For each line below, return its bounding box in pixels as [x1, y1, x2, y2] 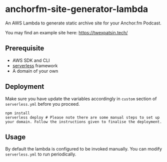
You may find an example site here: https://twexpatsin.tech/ [5, 29, 128, 35]
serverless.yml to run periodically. [5, 151, 76, 158]
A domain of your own [12, 68, 58, 74]
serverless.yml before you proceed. [5, 101, 80, 107]
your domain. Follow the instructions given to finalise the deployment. [5, 119, 162, 124]
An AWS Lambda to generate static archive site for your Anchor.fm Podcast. [5, 20, 161, 26]
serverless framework [12, 62, 58, 68]
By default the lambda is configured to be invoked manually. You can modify [5, 146, 162, 152]
